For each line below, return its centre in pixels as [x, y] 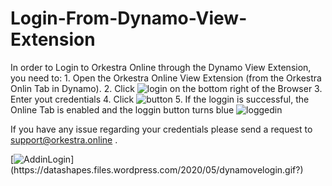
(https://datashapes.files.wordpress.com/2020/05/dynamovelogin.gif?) [157, 169]
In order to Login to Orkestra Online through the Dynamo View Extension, [161, 67]
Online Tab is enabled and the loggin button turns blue [122, 109]
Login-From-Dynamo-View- [129, 18]
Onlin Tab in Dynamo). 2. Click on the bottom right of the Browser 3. [166, 88]
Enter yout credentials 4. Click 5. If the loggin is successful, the [160, 99]
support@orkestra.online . [64, 139]
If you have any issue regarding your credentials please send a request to [161, 129]
